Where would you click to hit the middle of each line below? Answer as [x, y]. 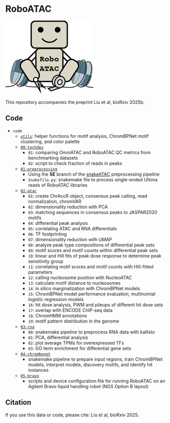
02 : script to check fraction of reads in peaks [75, 163]
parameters [40, 272]
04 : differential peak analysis [58, 223]
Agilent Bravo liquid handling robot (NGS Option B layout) [88, 386]
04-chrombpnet [35, 354]
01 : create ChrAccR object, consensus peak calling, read [88, 196]
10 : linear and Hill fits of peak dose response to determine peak [95, 256]
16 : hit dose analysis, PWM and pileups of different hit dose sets [95, 305]
